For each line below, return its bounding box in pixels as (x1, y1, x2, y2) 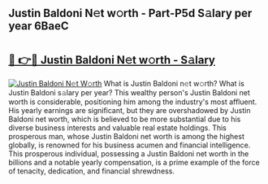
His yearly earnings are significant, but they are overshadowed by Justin (8, 106, 251, 115)
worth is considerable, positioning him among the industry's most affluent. (8, 97, 257, 107)
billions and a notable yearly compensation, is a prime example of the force (8, 158, 260, 167)
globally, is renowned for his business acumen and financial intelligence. (8, 140, 251, 150)
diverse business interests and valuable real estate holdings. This (8, 123, 227, 133)
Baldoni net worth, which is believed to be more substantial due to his (8, 114, 241, 124)
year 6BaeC (8, 20, 69, 33)
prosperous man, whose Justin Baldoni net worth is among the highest (8, 132, 245, 141)
